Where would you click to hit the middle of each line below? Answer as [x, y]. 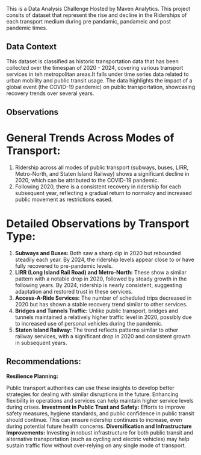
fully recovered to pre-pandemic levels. [64, 266]
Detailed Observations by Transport [98, 224]
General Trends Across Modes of [90, 138]
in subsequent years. [41, 343]
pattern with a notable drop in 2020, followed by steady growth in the [101, 279]
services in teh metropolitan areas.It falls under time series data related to [97, 74]
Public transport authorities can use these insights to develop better [90, 388]
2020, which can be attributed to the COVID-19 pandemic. [87, 181]
